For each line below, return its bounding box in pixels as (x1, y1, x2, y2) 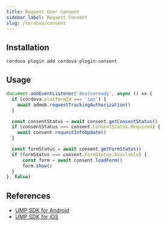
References (6, 190, 51, 201)
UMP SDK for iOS (14, 213, 59, 221)
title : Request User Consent (6, 8, 80, 15)
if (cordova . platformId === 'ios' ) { (11, 96, 107, 102)
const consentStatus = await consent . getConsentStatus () (11, 118, 158, 124)
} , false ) (6, 174, 31, 180)
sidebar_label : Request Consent (6, 14, 88, 20)
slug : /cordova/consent (6, 20, 66, 26)
